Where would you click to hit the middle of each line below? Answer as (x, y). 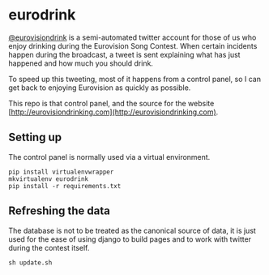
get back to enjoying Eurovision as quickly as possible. (100, 88)
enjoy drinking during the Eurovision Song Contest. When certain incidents (133, 45)
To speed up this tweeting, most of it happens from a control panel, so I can (135, 79)
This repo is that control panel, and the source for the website (111, 103)
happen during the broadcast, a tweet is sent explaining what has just (124, 54)
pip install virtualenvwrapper (61, 172)
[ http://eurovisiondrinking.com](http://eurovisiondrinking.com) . (113, 112)
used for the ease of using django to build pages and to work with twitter (130, 239)
